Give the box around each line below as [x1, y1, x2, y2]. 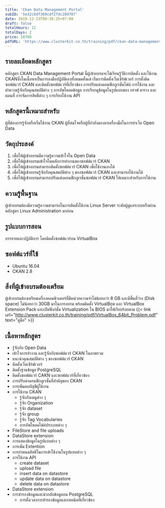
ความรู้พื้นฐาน [5, 189, 38, 198]
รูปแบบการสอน [5, 222, 42, 231]
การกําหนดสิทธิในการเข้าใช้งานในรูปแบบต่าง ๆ [12, 449, 86, 455]
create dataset [19, 460, 49, 466]
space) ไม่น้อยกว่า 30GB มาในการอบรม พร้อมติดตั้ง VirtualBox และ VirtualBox [5, 301, 145, 307]
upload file [19, 465, 41, 471]
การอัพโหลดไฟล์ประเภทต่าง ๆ [19, 422, 67, 428]
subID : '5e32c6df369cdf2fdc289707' [5, 12, 78, 17]
